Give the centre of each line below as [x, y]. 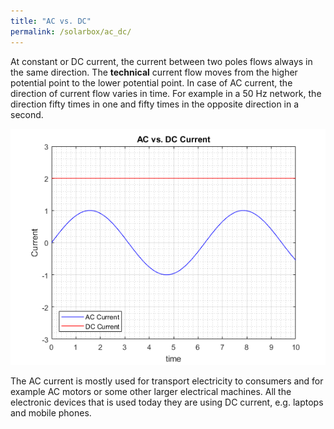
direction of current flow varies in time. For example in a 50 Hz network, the [166, 93]
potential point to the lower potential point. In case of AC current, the [151, 82]
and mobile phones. [51, 412]
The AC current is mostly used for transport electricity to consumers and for [167, 381]
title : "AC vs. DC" [51, 21]
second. [27, 114]
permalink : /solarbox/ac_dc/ [71, 31]
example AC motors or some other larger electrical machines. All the [151, 391]
